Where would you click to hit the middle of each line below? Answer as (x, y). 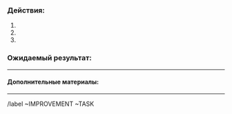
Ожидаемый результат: (49, 58)
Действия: (26, 10)
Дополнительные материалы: (53, 82)
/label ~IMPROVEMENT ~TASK (51, 104)
